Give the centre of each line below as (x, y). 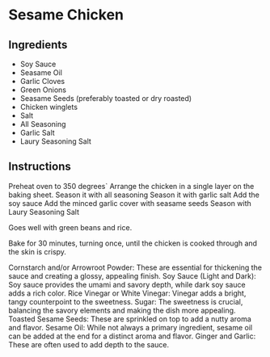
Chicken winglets (49, 107)
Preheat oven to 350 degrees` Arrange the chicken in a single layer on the (131, 186)
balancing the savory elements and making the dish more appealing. (122, 310)
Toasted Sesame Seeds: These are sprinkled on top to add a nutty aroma (130, 319)
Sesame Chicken (66, 15)
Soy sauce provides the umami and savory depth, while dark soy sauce (127, 284)
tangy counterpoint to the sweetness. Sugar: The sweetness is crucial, (126, 301)
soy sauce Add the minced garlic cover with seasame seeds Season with (130, 203)
